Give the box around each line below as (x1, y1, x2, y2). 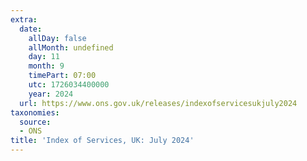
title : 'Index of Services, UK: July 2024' (10, 136, 195, 146)
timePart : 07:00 (28, 71, 97, 81)
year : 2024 (28, 89, 74, 99)
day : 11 (28, 52, 60, 62)
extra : (10, 14, 38, 25)
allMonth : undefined (28, 42, 114, 53)
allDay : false (28, 33, 87, 43)
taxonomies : (10, 107, 60, 118)
